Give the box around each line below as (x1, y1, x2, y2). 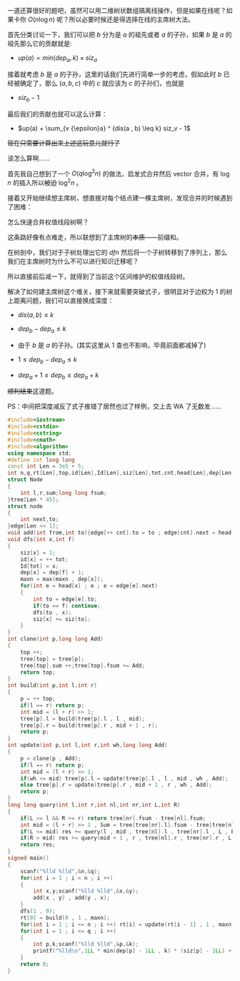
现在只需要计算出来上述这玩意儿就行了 (7, 139, 120, 147)
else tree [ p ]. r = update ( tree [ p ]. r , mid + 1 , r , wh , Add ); (20, 781, 213, 789)
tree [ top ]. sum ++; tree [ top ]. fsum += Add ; (20, 662, 145, 669)
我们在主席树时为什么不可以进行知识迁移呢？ (7, 256, 139, 266)
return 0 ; (20, 961, 50, 968)
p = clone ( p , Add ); (20, 755, 81, 762)
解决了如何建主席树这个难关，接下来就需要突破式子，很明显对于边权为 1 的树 (7, 287, 233, 296)
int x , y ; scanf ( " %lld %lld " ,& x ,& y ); (33, 887, 139, 895)
